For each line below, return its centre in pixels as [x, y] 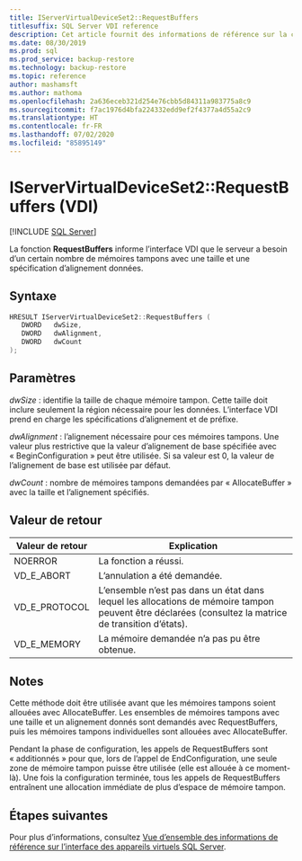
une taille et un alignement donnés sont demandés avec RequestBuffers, [144, 722]
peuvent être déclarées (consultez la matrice [193, 612]
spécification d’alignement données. [76, 268]
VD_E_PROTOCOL [52, 607]
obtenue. [117, 650]
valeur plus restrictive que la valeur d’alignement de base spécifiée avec [143, 446]
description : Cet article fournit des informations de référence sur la [148, 34]
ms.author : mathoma [46, 93]
